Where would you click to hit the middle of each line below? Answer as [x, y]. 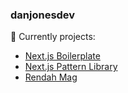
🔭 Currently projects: [53, 37]
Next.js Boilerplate [62, 56]
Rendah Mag [51, 77]
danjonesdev [43, 15]
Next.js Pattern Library [71, 67]
